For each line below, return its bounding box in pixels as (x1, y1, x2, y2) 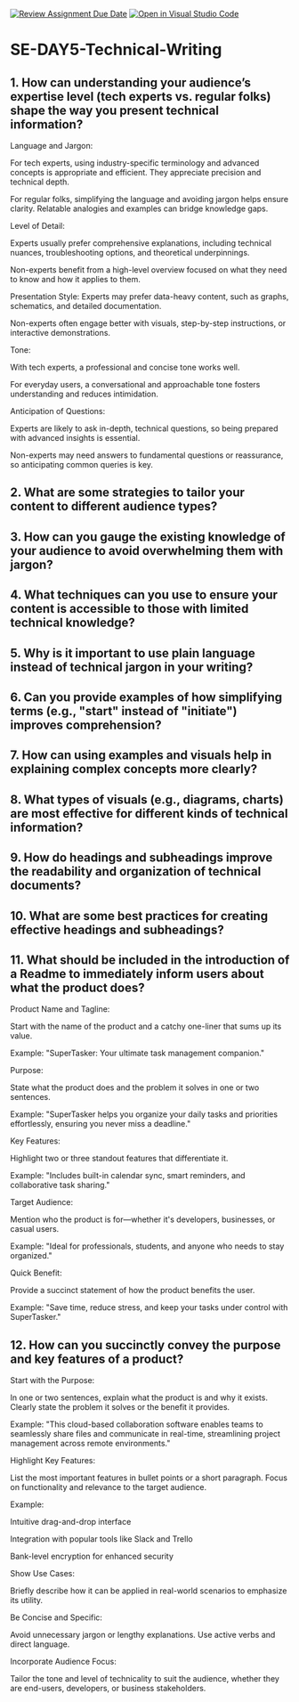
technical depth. (10, 176, 70, 187)
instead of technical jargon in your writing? (10, 659, 254, 674)
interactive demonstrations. (10, 328, 110, 338)
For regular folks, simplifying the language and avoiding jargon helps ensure (10, 194, 288, 204)
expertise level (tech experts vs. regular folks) (10, 89, 271, 104)
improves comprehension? (10, 717, 163, 732)
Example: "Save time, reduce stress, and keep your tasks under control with (10, 1302, 288, 1313)
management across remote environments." (10, 1438, 171, 1449)
